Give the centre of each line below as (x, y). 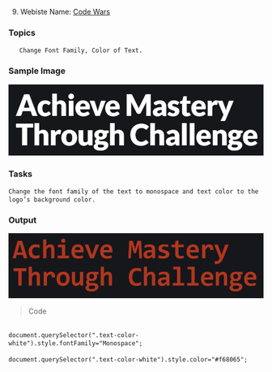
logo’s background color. (52, 199)
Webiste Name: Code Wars (65, 12)
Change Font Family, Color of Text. (81, 51)
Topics (22, 32)
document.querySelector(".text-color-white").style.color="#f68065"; (128, 359)
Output (23, 220)
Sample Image (37, 71)
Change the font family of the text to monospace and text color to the (134, 191)
